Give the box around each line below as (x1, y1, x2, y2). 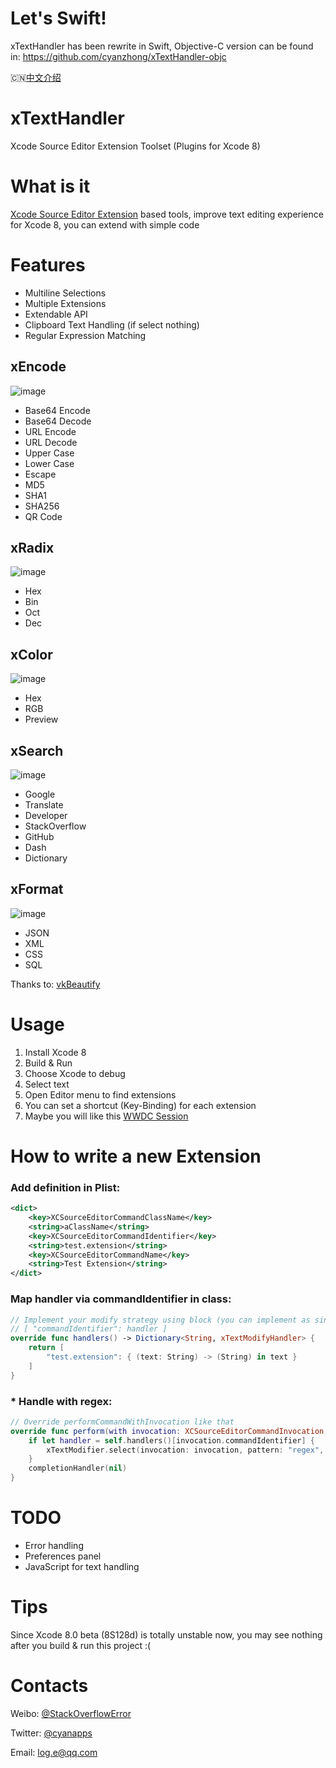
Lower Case (24, 457, 75, 469)
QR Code (24, 510, 63, 522)
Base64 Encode (24, 404, 91, 416)
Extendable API (24, 308, 88, 320)
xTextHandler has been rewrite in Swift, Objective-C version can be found (10, 40, 314, 52)
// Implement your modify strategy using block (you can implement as (10, 1315, 311, 1325)
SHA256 (24, 500, 60, 512)
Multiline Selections (24, 287, 107, 299)
